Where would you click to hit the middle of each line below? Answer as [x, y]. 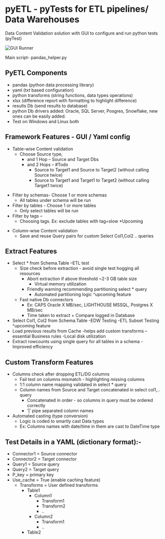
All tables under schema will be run [55, 200]
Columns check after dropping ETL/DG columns [61, 374]
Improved [22, 347]
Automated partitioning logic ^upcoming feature [83, 294]
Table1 [33, 490]
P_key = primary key [33, 475]
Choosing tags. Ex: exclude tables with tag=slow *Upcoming [81, 221]
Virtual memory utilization [60, 284]
